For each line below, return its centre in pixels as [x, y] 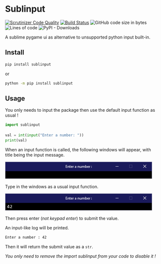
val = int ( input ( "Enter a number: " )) [44, 135]
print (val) [16, 140]
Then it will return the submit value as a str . [49, 246]
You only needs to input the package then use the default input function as [80, 110]
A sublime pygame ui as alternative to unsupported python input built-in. [78, 37]
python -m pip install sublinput [39, 83]
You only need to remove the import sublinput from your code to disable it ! [80, 256]
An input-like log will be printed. [37, 227]
